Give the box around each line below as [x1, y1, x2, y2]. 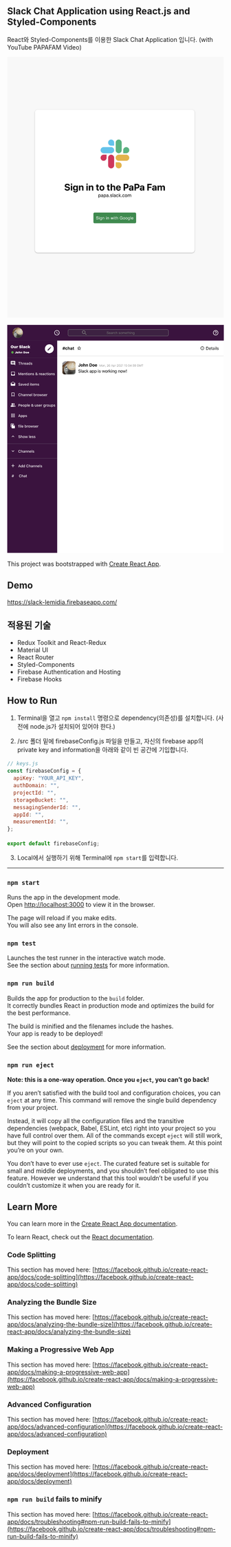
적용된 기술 [7, 619, 52, 632]
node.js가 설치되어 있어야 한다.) [30, 723, 115, 731]
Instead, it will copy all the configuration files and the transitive [7, 1117, 184, 1125]
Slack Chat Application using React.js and [7, 6, 190, 17]
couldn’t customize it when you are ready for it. [7, 1182, 141, 1190]
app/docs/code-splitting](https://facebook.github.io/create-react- [7, 1273, 194, 1281]
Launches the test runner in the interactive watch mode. [7, 954, 166, 962]
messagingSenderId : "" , [13, 804, 81, 811]
